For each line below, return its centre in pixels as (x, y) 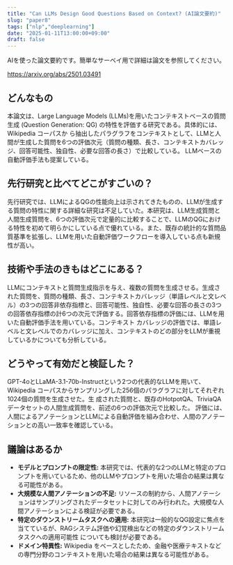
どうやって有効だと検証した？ (71, 363)
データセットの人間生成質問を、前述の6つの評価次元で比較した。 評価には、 (116, 408)
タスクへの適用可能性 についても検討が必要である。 (91, 537)
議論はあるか (35, 449)
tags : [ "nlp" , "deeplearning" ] (51, 26)
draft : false (26, 40)
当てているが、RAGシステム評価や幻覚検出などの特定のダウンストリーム (121, 528)
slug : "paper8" (29, 20)
